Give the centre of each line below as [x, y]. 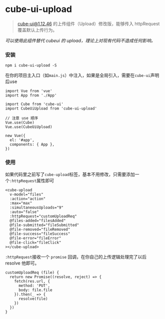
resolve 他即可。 [22, 263]
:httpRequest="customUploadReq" [43, 216]
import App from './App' [31, 95]
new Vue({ [15, 136]
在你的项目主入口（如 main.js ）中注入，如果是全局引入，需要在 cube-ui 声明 [82, 75]
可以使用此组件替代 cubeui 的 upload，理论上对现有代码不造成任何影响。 [80, 40]
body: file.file [35, 290]
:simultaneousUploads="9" [37, 207]
